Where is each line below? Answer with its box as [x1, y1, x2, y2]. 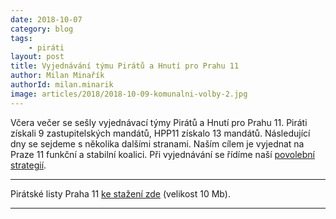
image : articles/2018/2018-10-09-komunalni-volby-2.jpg [10, 89, 248, 99]
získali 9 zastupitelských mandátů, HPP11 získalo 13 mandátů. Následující [10, 127, 311, 139]
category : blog [10, 24, 74, 34]
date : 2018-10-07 [10, 14, 83, 25]
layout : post [10, 52, 65, 62]
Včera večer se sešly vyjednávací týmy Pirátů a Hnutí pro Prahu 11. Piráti [10, 116, 308, 128]
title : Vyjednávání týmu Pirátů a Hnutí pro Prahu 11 [10, 61, 240, 71]
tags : [10, 33, 33, 43]
